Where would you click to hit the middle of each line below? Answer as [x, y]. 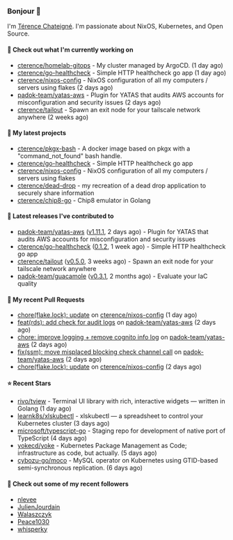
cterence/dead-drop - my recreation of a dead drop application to [112, 185]
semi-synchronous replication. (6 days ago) [80, 468]
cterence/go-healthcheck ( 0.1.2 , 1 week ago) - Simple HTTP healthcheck [121, 246]
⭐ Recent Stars [29, 383]
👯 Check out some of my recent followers [68, 484]
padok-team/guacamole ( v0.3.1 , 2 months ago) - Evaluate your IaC [112, 276]
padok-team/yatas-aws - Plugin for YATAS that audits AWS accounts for [121, 95]
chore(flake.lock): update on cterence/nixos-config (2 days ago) [109, 367]
